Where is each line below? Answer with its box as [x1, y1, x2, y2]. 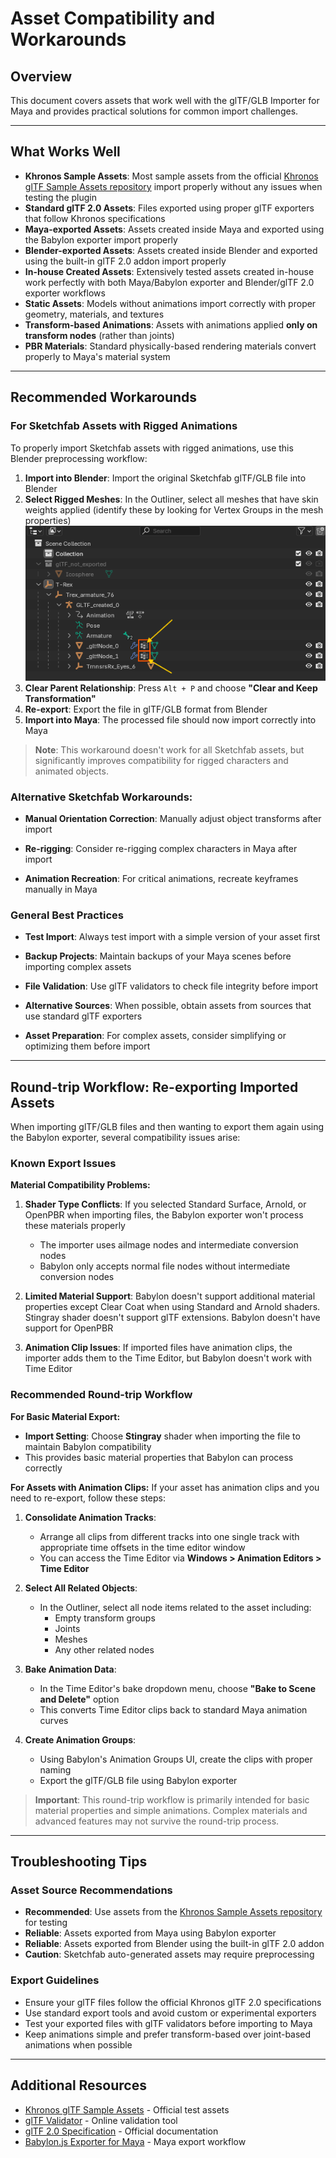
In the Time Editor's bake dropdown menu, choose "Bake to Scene [39, 1682, 317, 1694]
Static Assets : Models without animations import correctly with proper [24, 297, 317, 309]
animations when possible [24, 2038, 133, 2051]
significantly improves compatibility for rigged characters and [34, 754, 289, 766]
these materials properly [24, 1220, 126, 1232]
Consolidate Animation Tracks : [24, 1511, 157, 1523]
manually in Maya [24, 883, 98, 896]
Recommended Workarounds [10, 389, 198, 406]
